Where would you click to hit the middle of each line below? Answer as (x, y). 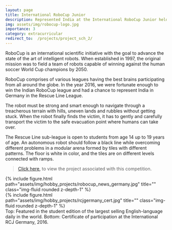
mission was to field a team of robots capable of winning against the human (85, 64)
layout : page (19, 10)
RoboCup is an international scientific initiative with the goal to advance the (85, 53)
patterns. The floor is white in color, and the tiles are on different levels (80, 153)
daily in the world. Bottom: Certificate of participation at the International (82, 216)
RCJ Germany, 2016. (27, 222)
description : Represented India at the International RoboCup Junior (81, 19)
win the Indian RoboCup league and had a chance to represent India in (79, 90)
